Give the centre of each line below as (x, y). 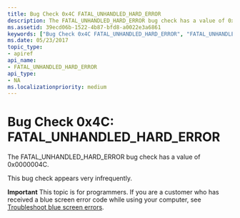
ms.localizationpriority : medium (57, 87)
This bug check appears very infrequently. (70, 178)
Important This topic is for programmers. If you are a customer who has (113, 192)
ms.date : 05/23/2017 (38, 41)
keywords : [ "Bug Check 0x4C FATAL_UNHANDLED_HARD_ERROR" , (95, 34)
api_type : (22, 73)
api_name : (22, 61)
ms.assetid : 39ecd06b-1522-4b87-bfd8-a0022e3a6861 (84, 27)
